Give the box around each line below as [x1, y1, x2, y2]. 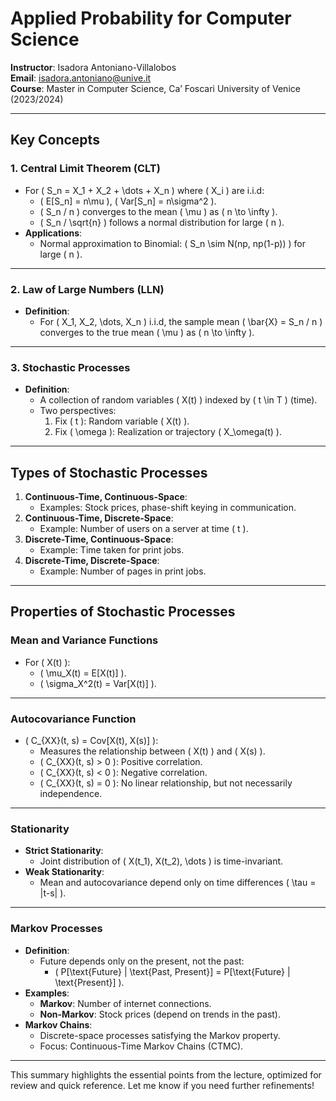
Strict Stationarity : [24, 845, 104, 857]
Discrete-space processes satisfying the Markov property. [39, 1029, 281, 1041]
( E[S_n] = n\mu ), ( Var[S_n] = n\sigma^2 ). [39, 195, 217, 207]
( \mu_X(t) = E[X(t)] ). [39, 667, 127, 679]
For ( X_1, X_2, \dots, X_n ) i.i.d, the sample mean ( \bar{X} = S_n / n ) [39, 315, 323, 327]
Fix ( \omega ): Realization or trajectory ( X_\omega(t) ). [54, 426, 282, 438]
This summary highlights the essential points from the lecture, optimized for [10, 1068, 322, 1081]
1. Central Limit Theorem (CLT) [10, 162, 161, 176]
